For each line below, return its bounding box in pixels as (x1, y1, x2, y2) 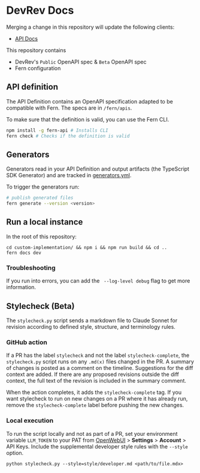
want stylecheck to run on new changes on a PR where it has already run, (6, 395, 188, 402)
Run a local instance (6, 217, 83, 228)
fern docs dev (6, 250, 42, 256)
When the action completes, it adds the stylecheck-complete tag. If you (6, 389, 181, 396)
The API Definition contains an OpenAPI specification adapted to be (6, 98, 174, 105)
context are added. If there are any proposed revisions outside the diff (6, 371, 180, 378)
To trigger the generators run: (6, 183, 80, 190)
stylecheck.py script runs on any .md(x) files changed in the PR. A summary (6, 358, 195, 365)
